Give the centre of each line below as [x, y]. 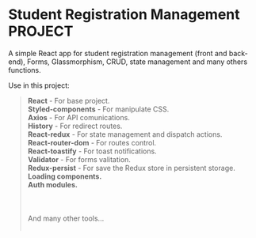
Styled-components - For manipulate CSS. [98, 109]
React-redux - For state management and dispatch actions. [125, 134]
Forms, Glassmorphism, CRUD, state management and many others [138, 62]
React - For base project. [69, 100]
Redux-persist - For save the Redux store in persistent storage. [131, 168]
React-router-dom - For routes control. [92, 142]
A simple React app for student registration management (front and [118, 53]
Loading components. [65, 176]
